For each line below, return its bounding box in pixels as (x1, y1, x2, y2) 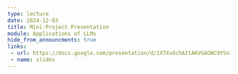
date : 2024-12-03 (7, 17, 59, 24)
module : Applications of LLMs (7, 30, 97, 37)
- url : (10, 50, 30, 57)
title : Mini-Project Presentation (7, 23, 110, 30)
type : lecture (7, 10, 50, 18)
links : (7, 43, 27, 50)
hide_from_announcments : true (7, 37, 97, 44)
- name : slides (10, 56, 55, 63)
